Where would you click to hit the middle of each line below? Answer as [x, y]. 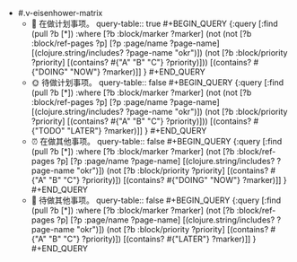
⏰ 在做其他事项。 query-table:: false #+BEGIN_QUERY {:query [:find [157, 141]
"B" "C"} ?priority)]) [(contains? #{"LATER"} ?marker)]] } [152, 239]
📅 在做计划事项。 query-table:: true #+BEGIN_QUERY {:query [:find [154, 23]
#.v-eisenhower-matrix [60, 13]
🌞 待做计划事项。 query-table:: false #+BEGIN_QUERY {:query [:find [157, 83]
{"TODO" [48, 131]
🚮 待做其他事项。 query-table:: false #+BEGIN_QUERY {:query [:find [156, 200]
